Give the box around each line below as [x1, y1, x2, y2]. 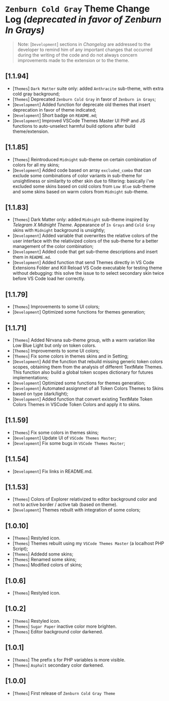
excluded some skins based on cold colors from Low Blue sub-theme [12, 183, 156, 189]
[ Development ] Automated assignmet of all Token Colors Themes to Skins [12, 385, 164, 391]
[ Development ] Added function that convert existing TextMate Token [12, 396, 153, 402]
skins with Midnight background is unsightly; [12, 227, 105, 233]
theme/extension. [12, 128, 49, 134]
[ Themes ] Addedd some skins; [12, 551, 74, 557]
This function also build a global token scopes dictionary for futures [12, 369, 153, 375]
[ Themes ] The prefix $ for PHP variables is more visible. [12, 657, 126, 663]
